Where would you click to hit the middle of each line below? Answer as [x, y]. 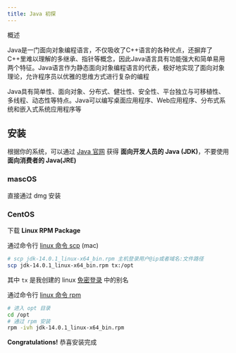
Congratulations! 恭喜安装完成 [52, 342]
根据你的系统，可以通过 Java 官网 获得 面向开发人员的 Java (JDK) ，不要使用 [118, 152]
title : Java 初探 [32, 14]
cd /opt [19, 315]
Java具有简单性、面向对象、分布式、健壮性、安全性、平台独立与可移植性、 [116, 91]
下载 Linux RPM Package [44, 231]
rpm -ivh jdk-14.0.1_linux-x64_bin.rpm [66, 328]
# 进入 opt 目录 [29, 308]
